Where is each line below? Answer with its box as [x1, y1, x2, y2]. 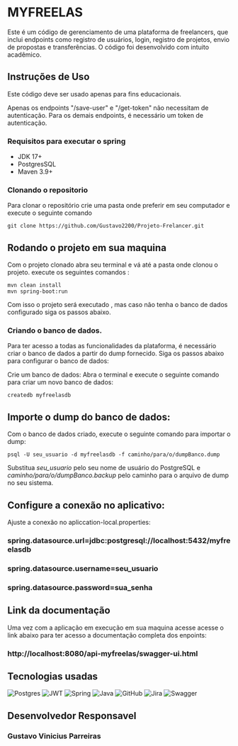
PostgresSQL [17, 160, 57, 169]
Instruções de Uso [7, 71, 90, 83]
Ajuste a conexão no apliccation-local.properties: [7, 518, 151, 527]
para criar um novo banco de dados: [7, 378, 113, 386]
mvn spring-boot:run [7, 288, 69, 295]
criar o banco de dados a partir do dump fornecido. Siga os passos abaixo [7, 349, 225, 358]
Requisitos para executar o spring [7, 136, 126, 146]
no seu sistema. [7, 479, 54, 487]
